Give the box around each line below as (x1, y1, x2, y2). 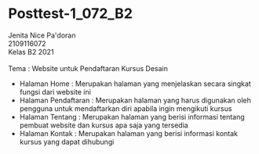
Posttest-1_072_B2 (8, 5, 133, 23)
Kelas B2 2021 (8, 47, 54, 56)
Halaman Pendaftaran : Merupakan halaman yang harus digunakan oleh (19, 95, 251, 105)
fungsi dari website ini (19, 87, 92, 96)
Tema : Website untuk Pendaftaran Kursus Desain (8, 63, 169, 73)
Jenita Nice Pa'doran (8, 30, 76, 40)
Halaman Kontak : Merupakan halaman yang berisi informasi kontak (19, 128, 238, 138)
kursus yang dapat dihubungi (19, 137, 115, 146)
